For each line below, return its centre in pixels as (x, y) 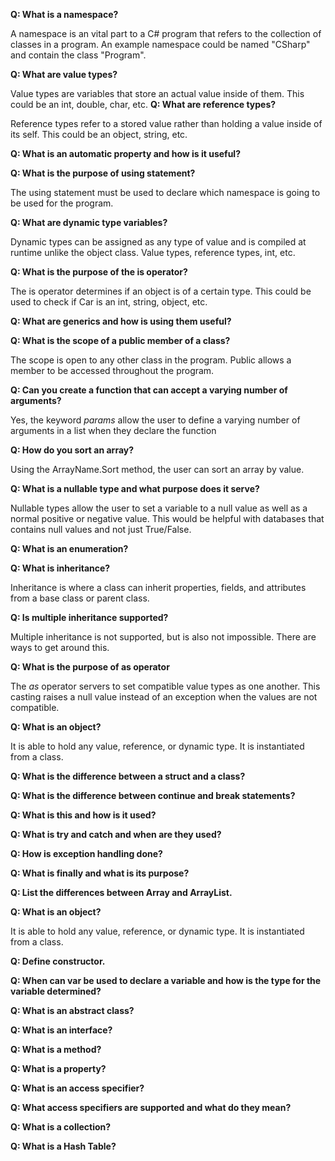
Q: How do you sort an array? (72, 450)
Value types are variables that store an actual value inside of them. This (157, 93)
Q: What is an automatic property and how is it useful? (125, 153)
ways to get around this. (60, 647)
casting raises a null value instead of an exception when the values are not (164, 697)
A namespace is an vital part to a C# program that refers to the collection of (166, 33)
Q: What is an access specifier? (77, 1088)
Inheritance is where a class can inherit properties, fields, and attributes (158, 587)
